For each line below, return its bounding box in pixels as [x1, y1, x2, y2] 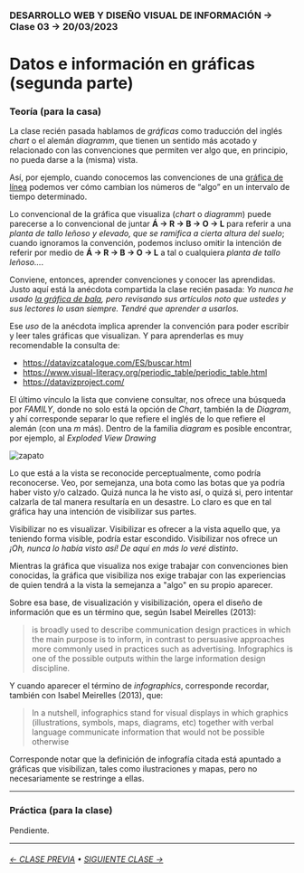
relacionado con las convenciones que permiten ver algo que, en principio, [9, 145, 289, 156]
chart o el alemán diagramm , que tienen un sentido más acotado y [9, 136, 258, 147]
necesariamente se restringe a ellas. [9, 773, 145, 784]
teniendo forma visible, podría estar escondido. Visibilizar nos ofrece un [9, 534, 278, 545]
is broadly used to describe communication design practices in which [31, 624, 291, 635]
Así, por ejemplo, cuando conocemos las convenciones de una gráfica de [9, 172, 284, 183]
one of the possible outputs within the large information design [31, 653, 266, 664]
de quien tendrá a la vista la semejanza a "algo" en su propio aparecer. [9, 580, 273, 591]
